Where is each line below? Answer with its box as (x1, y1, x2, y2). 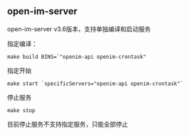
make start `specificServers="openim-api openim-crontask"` (7, 80, 184, 87)
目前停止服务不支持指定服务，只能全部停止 (7, 120, 128, 128)
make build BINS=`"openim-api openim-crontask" (7, 53, 147, 60)
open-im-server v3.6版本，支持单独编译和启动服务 (7, 24, 151, 33)
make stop (7, 107, 36, 114)
